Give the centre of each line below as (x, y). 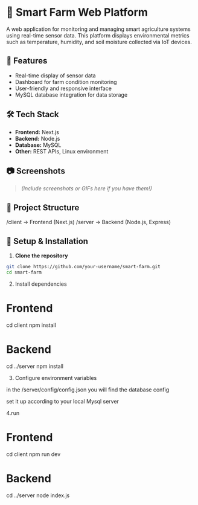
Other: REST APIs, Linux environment (62, 151)
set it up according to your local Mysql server (63, 401)
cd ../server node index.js (38, 495)
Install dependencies (41, 284)
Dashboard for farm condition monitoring (66, 82)
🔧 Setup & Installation (47, 241)
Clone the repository (41, 256)
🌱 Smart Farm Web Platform (77, 12)
